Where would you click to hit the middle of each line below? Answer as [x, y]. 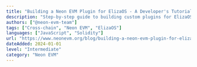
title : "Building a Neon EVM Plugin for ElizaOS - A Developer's [87, 11]
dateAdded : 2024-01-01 [34, 44]
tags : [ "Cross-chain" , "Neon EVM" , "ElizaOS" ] [64, 28]
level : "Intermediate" [34, 50]
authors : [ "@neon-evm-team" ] [42, 22]
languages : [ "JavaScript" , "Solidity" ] [55, 33]
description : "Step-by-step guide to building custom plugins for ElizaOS [99, 17]
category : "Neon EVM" [33, 55]
